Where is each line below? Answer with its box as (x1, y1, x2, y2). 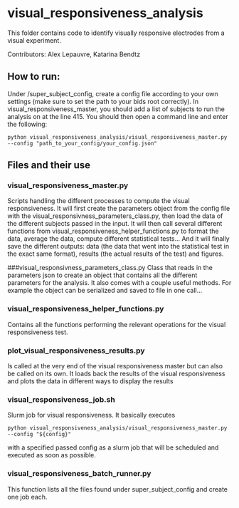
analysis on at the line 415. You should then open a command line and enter (7, 112, 229, 120)
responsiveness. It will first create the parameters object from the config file (7, 204, 230, 213)
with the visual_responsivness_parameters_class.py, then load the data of (7, 212, 223, 220)
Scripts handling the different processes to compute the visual (7, 197, 190, 205)
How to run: (7, 71, 60, 83)
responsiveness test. (7, 328, 69, 336)
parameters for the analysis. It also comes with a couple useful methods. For (7, 279, 232, 287)
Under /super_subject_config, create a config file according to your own (7, 89, 218, 98)
